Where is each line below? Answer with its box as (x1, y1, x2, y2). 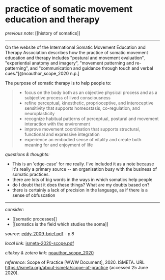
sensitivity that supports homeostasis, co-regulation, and (24, 105, 140, 111)
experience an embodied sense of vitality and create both (24, 136, 141, 142)
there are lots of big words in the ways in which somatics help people (12, 176, 153, 183)
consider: (5, 206, 25, 212)
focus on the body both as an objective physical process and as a (24, 90, 158, 95)
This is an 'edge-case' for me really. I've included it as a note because (12, 161, 154, 167)
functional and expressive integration (24, 131, 100, 137)
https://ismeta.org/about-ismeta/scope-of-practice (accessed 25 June (5, 264, 148, 270)
